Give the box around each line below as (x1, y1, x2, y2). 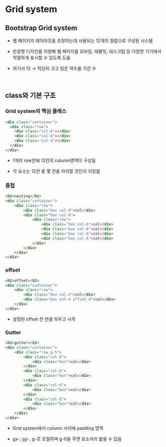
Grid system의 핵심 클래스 (5, 107, 67, 115)
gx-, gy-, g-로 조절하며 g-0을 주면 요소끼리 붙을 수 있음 (12, 435, 122, 442)
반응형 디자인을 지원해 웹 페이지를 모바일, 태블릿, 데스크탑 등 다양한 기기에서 (12, 48, 162, 54)
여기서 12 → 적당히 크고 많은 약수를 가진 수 (12, 66, 97, 71)
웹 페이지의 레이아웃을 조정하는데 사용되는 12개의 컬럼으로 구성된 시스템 (12, 38, 153, 43)
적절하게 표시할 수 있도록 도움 (12, 54, 70, 61)
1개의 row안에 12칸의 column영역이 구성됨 (12, 157, 96, 163)
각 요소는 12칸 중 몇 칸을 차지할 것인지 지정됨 (12, 168, 101, 174)
